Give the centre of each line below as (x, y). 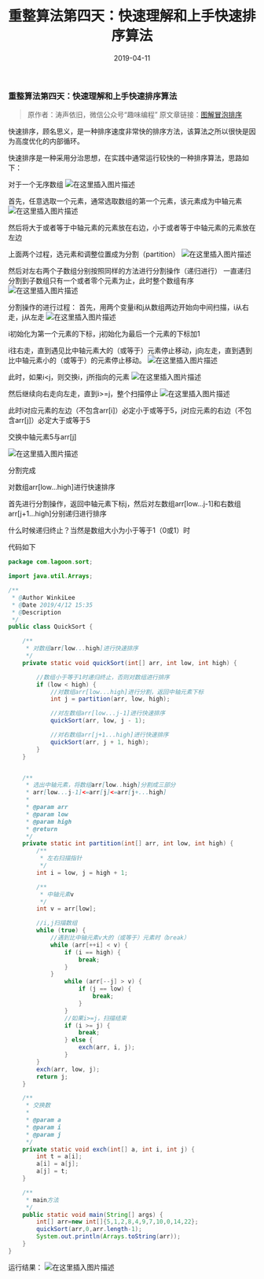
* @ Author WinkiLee (44, 597)
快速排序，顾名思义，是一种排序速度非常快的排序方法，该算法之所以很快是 (128, 131)
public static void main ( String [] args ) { (93, 1215)
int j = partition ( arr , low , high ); (110, 699)
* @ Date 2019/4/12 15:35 (52, 605)
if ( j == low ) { (105, 989)
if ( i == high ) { (93, 952)
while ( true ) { (61, 931)
